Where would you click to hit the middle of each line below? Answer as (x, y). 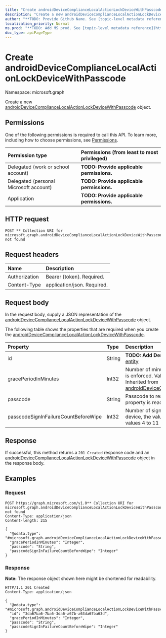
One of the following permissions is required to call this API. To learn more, (81, 135)
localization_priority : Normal (37, 24)
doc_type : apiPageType (28, 33)
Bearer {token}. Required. (75, 277)
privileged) (94, 158)
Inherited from (142, 382)
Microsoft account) (30, 187)
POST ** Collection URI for (34, 231)
